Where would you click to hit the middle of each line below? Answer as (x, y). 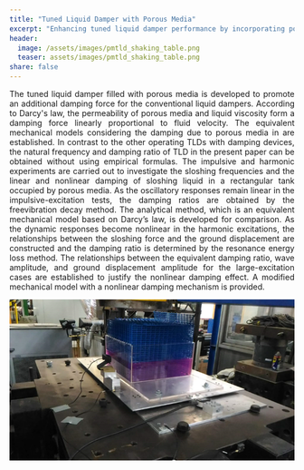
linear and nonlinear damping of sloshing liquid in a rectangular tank (152, 181)
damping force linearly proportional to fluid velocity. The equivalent (152, 123)
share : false (34, 67)
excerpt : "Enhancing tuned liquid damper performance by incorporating (147, 29)
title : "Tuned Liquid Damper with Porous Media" (103, 19)
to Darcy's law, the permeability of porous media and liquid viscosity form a (152, 113)
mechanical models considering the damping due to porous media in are (152, 132)
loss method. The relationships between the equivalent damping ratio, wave (152, 258)
